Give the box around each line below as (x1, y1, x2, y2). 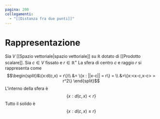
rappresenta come (5, 65, 42, 71)
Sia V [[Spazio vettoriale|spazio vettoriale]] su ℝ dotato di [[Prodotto (5, 53, 141, 59)
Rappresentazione (5, 37, 81, 48)
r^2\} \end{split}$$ (62, 78, 100, 84)
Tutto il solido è (5, 101, 35, 106)
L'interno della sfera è (5, 85, 48, 91)
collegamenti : (5, 12, 34, 17)
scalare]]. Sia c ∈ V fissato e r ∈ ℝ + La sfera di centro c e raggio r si (5, 59, 142, 66)
